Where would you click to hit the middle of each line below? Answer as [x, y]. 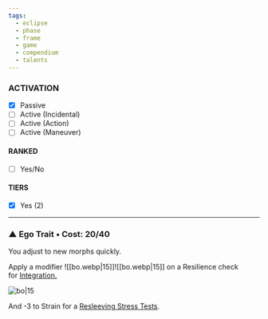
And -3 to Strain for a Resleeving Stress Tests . [84, 306]
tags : [17, 16]
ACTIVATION [34, 88]
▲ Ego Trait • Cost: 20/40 [59, 234]
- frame [28, 38]
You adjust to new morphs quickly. [65, 251]
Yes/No [32, 169]
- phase [28, 30]
